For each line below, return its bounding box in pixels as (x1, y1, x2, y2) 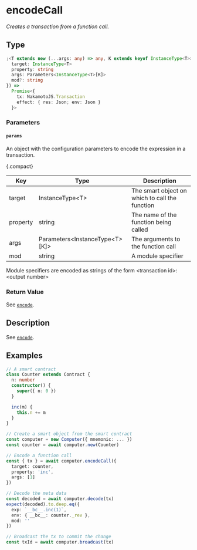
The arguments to (131, 235, 181, 243)
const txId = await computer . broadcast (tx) (6, 539, 114, 545)
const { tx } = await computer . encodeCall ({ (6, 458, 117, 464)
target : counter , (11, 463, 54, 470)
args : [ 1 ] (11, 474, 35, 480)
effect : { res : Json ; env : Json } (16, 99, 101, 105)
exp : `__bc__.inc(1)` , (11, 507, 67, 512)
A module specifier (131, 252, 184, 260)
